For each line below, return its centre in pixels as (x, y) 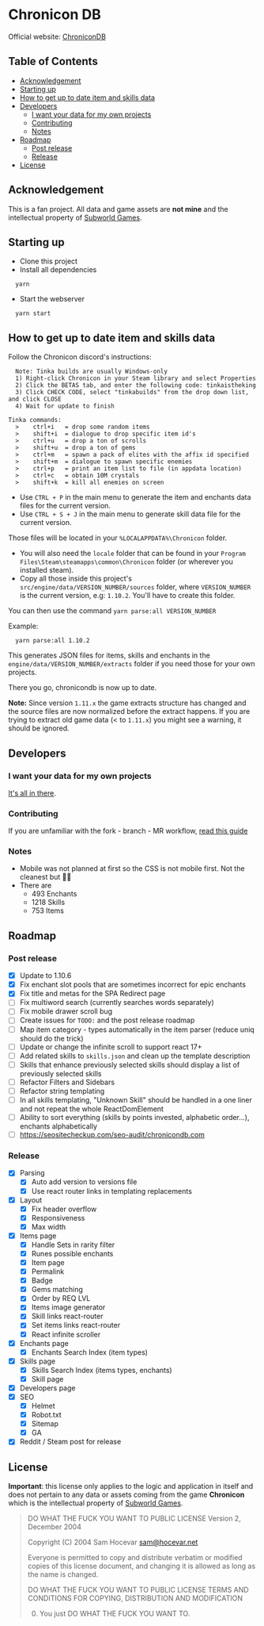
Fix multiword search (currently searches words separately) (117, 1003)
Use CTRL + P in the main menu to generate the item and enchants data (135, 497)
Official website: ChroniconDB (57, 36)
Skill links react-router (67, 1316)
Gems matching (57, 1290)
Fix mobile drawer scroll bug (66, 1011)
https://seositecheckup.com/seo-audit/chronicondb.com (112, 1135)
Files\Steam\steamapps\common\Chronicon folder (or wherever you (126, 562)
